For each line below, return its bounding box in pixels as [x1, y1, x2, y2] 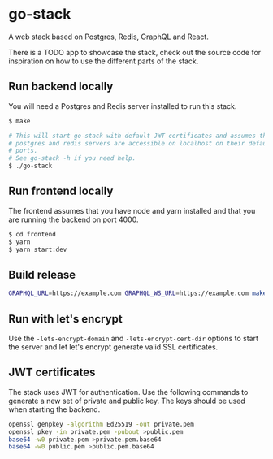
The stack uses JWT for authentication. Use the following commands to [8, 387, 249, 396]
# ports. [8, 147, 38, 155]
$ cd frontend [8, 230, 57, 238]
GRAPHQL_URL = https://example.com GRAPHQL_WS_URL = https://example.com [8, 289, 249, 297]
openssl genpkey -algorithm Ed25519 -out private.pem [8, 420, 195, 428]
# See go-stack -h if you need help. [8, 154, 136, 162]
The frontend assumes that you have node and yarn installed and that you [8, 206, 256, 215]
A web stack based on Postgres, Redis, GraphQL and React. [8, 32, 209, 41]
